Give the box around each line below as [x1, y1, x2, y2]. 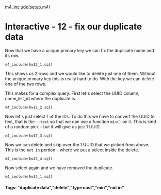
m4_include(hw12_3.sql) [5, 133, 53, 138]
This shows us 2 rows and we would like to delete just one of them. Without [5, 71, 156, 76]
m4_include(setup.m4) [5, 4, 50, 10]
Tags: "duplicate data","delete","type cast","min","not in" [5, 184, 125, 190]
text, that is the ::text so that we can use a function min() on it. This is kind [5, 119, 156, 124]
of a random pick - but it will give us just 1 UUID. [5, 124, 101, 129]
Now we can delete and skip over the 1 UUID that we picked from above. [5, 142, 150, 147]
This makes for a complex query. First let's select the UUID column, [5, 90, 140, 96]
